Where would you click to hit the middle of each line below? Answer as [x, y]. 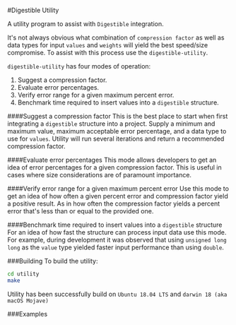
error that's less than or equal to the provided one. [81, 211]
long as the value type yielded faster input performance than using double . [116, 247]
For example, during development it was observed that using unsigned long [117, 240]
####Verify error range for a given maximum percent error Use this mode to [118, 189]
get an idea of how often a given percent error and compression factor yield [118, 196]
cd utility [23, 274]
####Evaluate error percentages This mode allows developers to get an [112, 160]
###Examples [28, 314]
